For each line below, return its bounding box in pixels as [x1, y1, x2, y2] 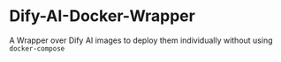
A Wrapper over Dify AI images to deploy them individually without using [9, 35, 273, 45]
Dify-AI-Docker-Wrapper [9, 6, 196, 26]
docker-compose [9, 44, 65, 53]
